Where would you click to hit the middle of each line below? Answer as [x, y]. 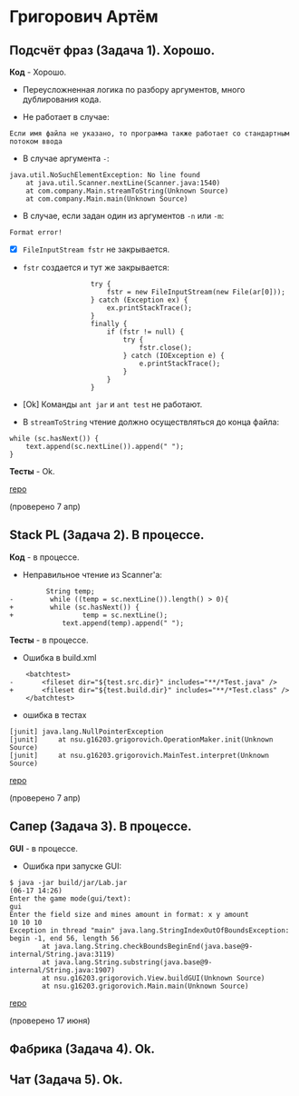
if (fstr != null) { [145, 332]
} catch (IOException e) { [174, 356]
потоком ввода [36, 142]
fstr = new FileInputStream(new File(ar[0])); [196, 293]
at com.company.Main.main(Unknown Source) [107, 199]
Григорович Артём [84, 17]
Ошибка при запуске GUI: [72, 866]
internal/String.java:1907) [63, 970]
